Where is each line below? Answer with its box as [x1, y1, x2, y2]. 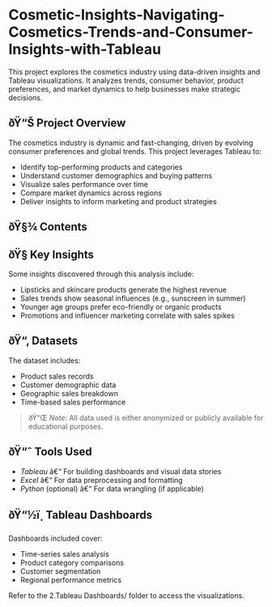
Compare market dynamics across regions [19, 188, 162, 198]
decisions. [8, 92, 43, 102]
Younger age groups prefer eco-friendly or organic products [19, 301, 222, 311]
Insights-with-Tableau [8, 41, 162, 58]
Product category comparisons [19, 558, 124, 568]
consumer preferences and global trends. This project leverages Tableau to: [8, 146, 261, 156]
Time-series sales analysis [19, 549, 109, 559]
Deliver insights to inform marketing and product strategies [19, 196, 217, 206]
